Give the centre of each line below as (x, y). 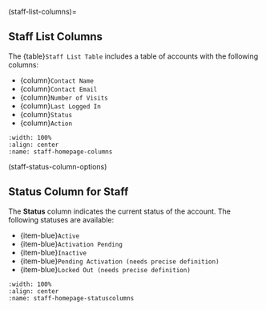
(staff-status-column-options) (58, 166)
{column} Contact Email (58, 88)
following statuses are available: (61, 219)
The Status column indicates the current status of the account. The (119, 211)
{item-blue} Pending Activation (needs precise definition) (119, 261)
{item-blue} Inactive (53, 252)
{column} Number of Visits (64, 97)
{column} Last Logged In (60, 106)
